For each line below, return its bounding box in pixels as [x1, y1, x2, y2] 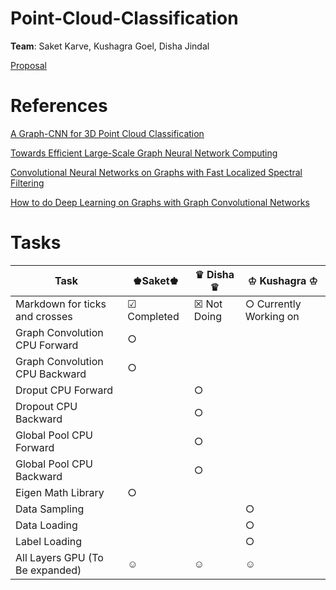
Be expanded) [15, 563, 82, 577]
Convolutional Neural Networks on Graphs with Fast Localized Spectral [10, 166, 303, 178]
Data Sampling [15, 502, 85, 516]
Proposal [10, 59, 47, 71]
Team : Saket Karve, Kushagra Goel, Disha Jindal [10, 40, 210, 52]
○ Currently [244, 297, 302, 311]
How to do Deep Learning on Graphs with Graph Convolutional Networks [10, 196, 310, 208]
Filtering [10, 177, 45, 189]
